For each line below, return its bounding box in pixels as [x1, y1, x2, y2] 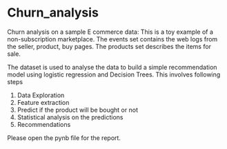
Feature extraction [17, 98, 70, 106]
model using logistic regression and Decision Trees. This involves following [7, 70, 221, 79]
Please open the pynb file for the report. [7, 133, 121, 142]
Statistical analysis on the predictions [17, 112, 124, 121]
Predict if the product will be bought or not [17, 106, 138, 114]
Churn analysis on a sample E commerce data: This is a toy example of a [7, 28, 214, 36]
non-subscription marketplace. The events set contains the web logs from [7, 34, 218, 43]
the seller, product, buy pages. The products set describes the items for [7, 42, 212, 50]
